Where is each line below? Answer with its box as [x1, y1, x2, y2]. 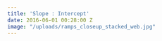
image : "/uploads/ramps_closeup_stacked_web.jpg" [7, 23, 156, 30]
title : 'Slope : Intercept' [7, 10, 90, 17]
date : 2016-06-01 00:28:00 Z [7, 17, 93, 24]
